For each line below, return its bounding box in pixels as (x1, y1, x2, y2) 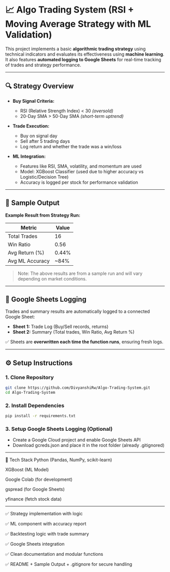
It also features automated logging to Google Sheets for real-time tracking (5, 56, 161, 62)
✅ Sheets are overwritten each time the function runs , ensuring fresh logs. (5, 339, 163, 345)
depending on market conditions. (17, 275, 87, 281)
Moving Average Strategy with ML (5, 18, 151, 30)
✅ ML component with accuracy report (5, 521, 87, 527)
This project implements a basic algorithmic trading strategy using (5, 46, 146, 52)
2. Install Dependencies (5, 402, 65, 409)
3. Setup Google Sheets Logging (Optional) (5, 425, 113, 432)
